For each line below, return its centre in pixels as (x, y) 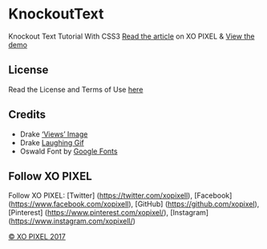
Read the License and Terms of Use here (76, 89)
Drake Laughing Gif (52, 142)
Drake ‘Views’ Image (54, 134)
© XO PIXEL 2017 (37, 237)
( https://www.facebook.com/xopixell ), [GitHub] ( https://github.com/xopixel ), (134, 204)
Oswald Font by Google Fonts (69, 151)
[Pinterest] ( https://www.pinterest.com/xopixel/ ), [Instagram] (109, 213)
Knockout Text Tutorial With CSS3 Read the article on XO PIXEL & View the (131, 36)
